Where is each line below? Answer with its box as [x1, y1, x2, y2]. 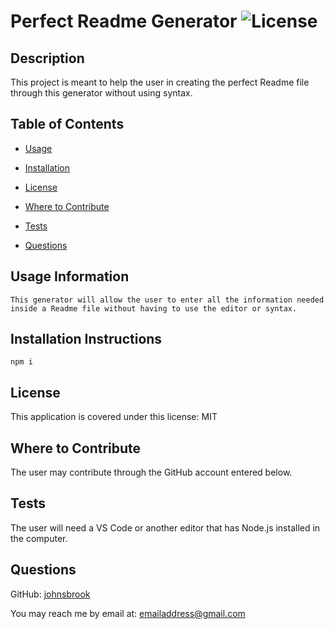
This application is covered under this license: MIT [10, 411, 218, 423]
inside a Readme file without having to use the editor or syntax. [10, 303, 298, 314]
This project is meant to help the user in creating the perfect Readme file [10, 76, 310, 88]
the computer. [10, 532, 68, 544]
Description [10, 50, 85, 67]
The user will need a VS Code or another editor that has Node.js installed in [10, 521, 321, 534]
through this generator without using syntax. [10, 87, 193, 99]
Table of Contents [10, 116, 125, 133]
